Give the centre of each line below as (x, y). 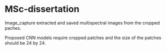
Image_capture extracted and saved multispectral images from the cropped (82, 23)
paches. (13, 28)
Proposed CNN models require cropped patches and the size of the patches (83, 38)
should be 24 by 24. (25, 43)
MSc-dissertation (42, 9)
